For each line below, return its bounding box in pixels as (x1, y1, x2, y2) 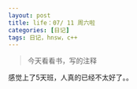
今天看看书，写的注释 (27, 56, 97, 65)
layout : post (8, 11, 51, 20)
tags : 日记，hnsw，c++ (8, 33, 78, 42)
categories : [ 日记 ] (8, 26, 70, 34)
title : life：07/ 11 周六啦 (8, 19, 96, 27)
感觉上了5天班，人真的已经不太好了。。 (8, 72, 134, 83)
